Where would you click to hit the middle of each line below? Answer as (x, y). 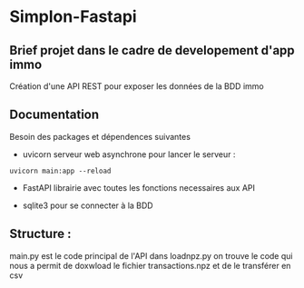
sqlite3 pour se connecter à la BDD (88, 205)
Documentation (54, 115)
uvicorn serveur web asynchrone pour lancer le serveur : (129, 154)
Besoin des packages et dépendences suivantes (100, 136)
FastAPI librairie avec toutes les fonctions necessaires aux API (139, 187)
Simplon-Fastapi (74, 17)
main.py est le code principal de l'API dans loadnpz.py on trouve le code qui (151, 255)
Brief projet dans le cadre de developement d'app (152, 50)
